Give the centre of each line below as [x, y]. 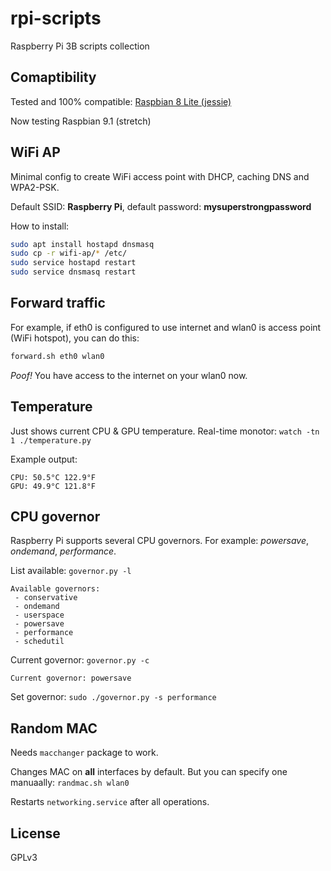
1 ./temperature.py [51, 440]
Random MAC [54, 728]
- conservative [46, 598]
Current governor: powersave [71, 678]
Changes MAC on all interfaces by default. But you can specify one [149, 772]
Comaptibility [53, 77]
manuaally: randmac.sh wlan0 [70, 783]
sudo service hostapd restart [73, 263]
